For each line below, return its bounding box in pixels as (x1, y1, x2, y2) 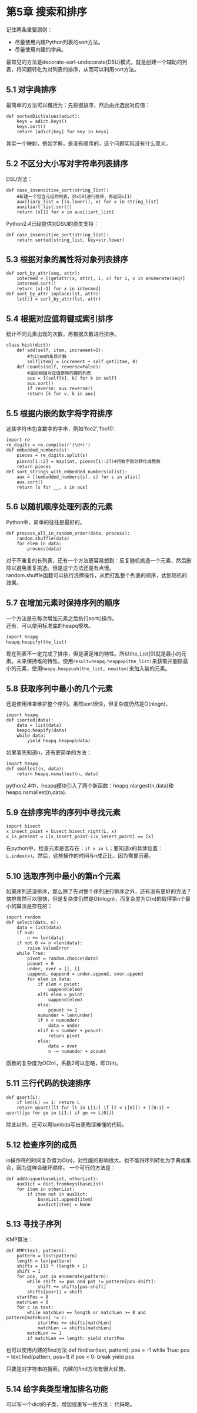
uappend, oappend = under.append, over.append (27, 971, 143, 977)
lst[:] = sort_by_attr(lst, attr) (16, 296, 101, 302)
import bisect (6, 824, 41, 829)
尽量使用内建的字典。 (14, 45, 66, 53)
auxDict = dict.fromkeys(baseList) (16, 1181, 104, 1187)
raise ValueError (27, 946, 69, 951)
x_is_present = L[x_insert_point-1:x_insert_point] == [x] (6, 834, 154, 840)
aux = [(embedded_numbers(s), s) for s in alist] (16, 474, 141, 480)
